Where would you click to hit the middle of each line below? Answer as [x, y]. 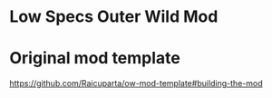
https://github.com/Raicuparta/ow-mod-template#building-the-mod [136, 83]
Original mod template [95, 59]
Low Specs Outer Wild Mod [114, 17]
